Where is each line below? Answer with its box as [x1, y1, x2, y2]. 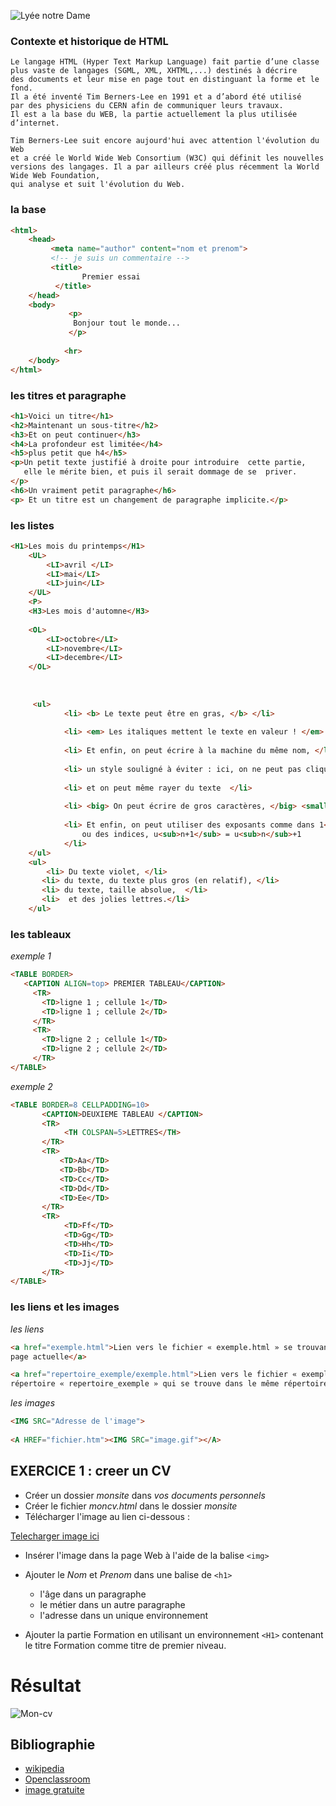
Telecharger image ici [10, 1530, 100, 1542]
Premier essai [81, 271, 141, 282]
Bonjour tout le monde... [73, 318, 182, 329]
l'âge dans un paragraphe [39, 1588, 147, 1600]
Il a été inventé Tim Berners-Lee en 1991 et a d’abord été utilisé [10, 92, 302, 102]
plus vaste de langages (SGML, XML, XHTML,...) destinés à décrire [10, 66, 298, 76]
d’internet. [10, 118, 60, 129]
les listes [10, 518, 55, 532]
